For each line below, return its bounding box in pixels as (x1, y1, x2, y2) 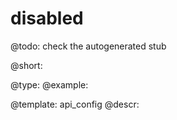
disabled (10, 7, 84, 30)
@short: (10, 59, 43, 71)
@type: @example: (10, 78, 89, 91)
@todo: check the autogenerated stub (10, 40, 167, 52)
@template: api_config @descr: (10, 98, 140, 110)
